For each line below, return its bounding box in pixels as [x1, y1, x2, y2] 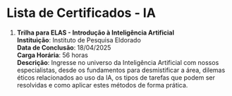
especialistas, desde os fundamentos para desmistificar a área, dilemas [16, 66, 226, 74]
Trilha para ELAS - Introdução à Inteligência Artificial [16, 28, 174, 37]
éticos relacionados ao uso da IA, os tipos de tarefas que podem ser [16, 73, 216, 82]
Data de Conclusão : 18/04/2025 [16, 43, 111, 52]
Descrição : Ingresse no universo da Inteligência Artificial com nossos [16, 58, 219, 66]
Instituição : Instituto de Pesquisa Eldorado [16, 35, 142, 44]
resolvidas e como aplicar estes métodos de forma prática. [16, 80, 188, 89]
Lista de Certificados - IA [6, 5, 157, 21]
